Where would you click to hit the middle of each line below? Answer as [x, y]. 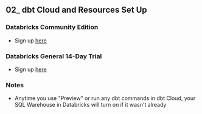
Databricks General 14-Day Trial [54, 56]
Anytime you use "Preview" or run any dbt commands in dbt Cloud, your [105, 98]
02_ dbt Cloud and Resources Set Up [76, 10]
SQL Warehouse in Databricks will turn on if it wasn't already [90, 105]
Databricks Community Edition [52, 27]
